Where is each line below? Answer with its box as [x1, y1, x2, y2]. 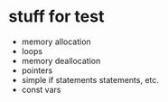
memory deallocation [21, 55, 101, 66]
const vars [21, 84, 61, 95]
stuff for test [8, 6, 105, 27]
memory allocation [21, 36, 91, 47]
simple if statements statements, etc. [21, 74, 160, 85]
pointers [21, 65, 53, 76]
